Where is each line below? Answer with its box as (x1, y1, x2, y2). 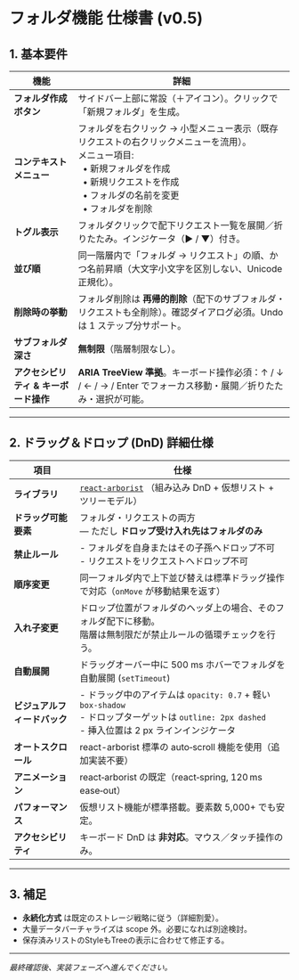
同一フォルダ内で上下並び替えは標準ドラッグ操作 (79, 571, 285, 584)
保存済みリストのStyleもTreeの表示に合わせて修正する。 (21, 935, 230, 945)
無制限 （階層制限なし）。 (77, 343, 181, 355)
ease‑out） (79, 784, 126, 796)
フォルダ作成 (13, 93, 69, 104)
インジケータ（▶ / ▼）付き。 (122, 233, 246, 245)
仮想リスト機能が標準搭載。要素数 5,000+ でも (79, 801, 277, 813)
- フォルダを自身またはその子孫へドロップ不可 (79, 541, 276, 553)
